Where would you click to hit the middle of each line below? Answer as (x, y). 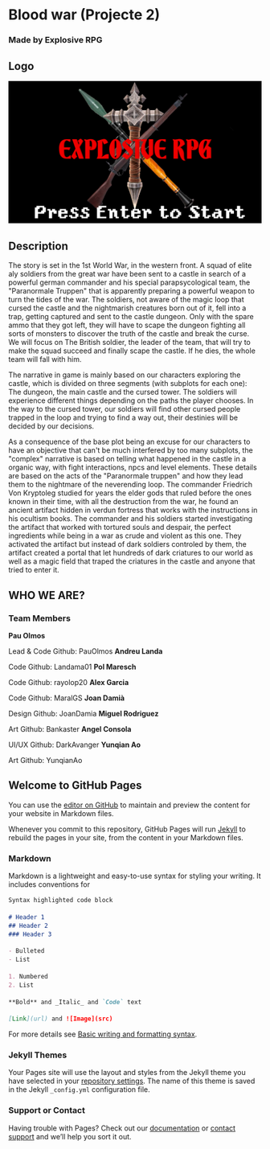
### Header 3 (30, 934)
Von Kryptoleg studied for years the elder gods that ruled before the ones (130, 493)
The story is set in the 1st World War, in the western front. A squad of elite (130, 265)
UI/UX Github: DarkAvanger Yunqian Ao (74, 745)
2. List (21, 985)
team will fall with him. (45, 359)
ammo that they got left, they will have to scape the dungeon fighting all (127, 325)
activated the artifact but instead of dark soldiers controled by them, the (127, 544)
